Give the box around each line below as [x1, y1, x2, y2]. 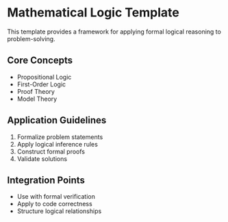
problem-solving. [7, 34, 56, 42]
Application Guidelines [7, 114, 107, 126]
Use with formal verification [16, 193, 96, 201]
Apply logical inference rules [16, 140, 98, 148]
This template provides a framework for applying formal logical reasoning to [7, 27, 221, 36]
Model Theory [16, 95, 58, 103]
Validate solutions [16, 154, 67, 162]
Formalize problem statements [16, 132, 103, 141]
